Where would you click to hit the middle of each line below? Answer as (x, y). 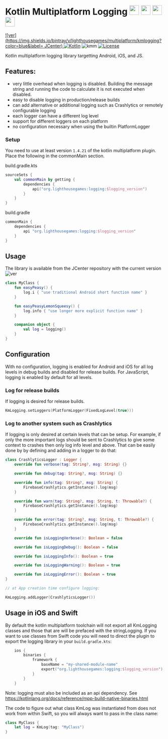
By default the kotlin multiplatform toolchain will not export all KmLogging (81, 625)
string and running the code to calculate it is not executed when (78, 89)
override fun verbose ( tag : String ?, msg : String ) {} (71, 465)
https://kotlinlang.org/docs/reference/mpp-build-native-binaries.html (77, 698)
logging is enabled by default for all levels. (49, 377)
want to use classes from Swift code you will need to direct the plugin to (80, 636)
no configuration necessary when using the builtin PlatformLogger (81, 127)
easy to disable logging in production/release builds (66, 100)
